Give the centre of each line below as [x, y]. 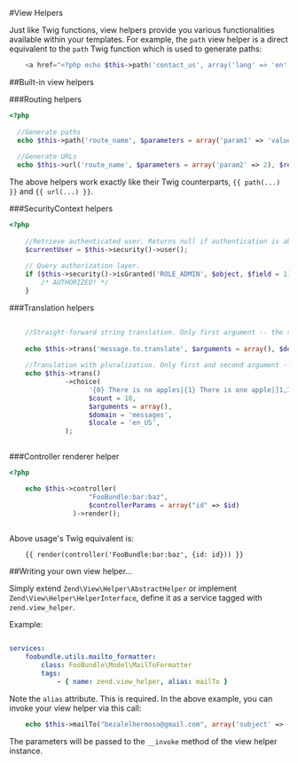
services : [27, 649]
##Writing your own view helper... [71, 571]
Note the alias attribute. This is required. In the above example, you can [141, 698]
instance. [26, 751]
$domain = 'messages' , [130, 415]
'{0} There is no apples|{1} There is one [168, 389]
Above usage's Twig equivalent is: [72, 539]
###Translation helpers [52, 307]
